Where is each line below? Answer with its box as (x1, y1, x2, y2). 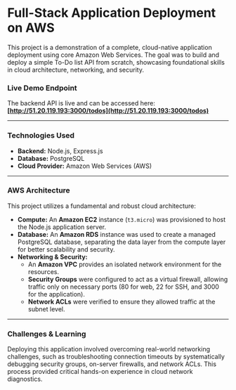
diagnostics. (7, 375, 43, 384)
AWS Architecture (7, 186, 70, 195)
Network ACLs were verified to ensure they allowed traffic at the (27, 297, 216, 306)
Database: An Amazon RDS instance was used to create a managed (17, 230, 216, 238)
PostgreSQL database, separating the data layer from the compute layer (17, 238, 226, 246)
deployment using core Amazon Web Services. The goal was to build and (7, 51, 220, 59)
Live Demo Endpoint (7, 83, 77, 93)
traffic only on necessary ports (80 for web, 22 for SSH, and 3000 (27, 282, 220, 291)
